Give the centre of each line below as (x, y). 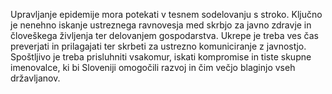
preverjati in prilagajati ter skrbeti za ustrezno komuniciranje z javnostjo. (158, 46)
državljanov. (35, 78)
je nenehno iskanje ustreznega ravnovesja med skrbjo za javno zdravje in (161, 25)
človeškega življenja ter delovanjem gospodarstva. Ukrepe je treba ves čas (164, 35)
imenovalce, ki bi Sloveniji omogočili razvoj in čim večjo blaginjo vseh (153, 67)
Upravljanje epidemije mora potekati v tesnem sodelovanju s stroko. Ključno (166, 14)
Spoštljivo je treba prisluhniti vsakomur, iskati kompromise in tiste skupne (161, 57)
